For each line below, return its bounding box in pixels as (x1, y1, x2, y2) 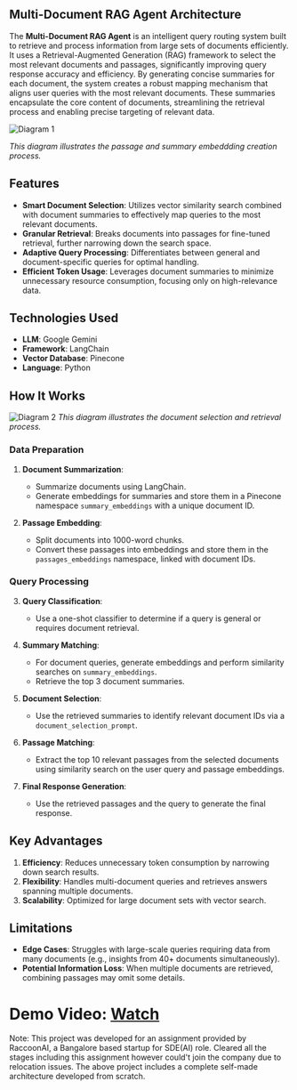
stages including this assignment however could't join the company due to (9, 1052, 282, 1062)
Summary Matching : (21, 640, 100, 650)
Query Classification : (21, 595, 103, 606)
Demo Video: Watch (9, 1004, 160, 1024)
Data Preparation (9, 444, 84, 456)
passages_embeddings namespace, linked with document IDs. (35, 553, 256, 564)
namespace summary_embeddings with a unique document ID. (35, 500, 255, 511)
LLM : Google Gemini (21, 334, 98, 345)
